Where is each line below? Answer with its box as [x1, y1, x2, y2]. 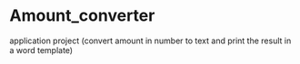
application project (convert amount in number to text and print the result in [9, 35, 292, 46]
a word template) [9, 44, 74, 55]
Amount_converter [9, 5, 155, 26]
